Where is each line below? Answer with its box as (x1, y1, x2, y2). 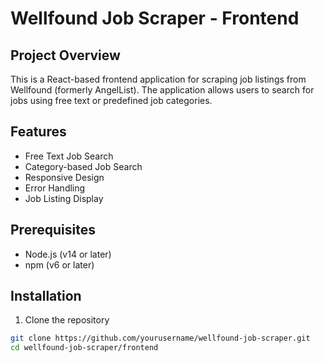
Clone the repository (24, 314, 110, 326)
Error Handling (24, 182, 86, 194)
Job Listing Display (24, 192, 104, 204)
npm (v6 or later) (24, 258, 95, 271)
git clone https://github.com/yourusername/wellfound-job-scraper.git (10, 333, 311, 344)
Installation (10, 288, 82, 305)
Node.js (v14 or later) (24, 248, 112, 260)
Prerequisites (10, 222, 96, 239)
